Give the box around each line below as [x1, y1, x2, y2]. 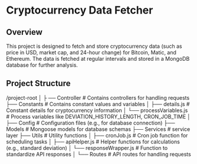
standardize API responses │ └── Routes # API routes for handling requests [6, 150, 192, 158]
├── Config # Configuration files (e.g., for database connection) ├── [6, 119, 175, 126]
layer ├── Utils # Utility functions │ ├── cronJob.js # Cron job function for [6, 132, 188, 139]
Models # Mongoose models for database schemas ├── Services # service [6, 125, 191, 133]
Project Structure [6, 78, 71, 88]
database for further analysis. [6, 61, 78, 68]
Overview [6, 27, 43, 37]
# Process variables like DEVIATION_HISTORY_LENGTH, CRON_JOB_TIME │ [6, 113, 191, 120]
